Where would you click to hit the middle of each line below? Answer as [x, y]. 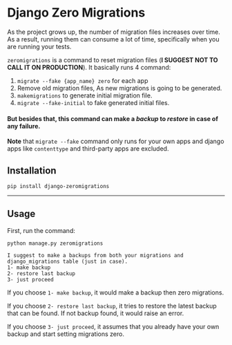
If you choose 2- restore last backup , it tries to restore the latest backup [112, 306]
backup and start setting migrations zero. [66, 334]
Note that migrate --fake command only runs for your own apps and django [116, 141]
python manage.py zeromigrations [55, 243]
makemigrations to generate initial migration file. [85, 95]
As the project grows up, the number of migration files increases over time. [114, 32]
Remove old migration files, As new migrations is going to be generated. [119, 88]
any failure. [24, 126]
